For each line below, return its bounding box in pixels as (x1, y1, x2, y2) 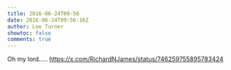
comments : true (7, 36, 52, 43)
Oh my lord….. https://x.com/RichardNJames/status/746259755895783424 (7, 55, 224, 63)
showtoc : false (7, 29, 52, 37)
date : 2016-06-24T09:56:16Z (7, 17, 89, 24)
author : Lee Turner (7, 23, 64, 30)
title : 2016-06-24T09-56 (7, 10, 80, 17)
